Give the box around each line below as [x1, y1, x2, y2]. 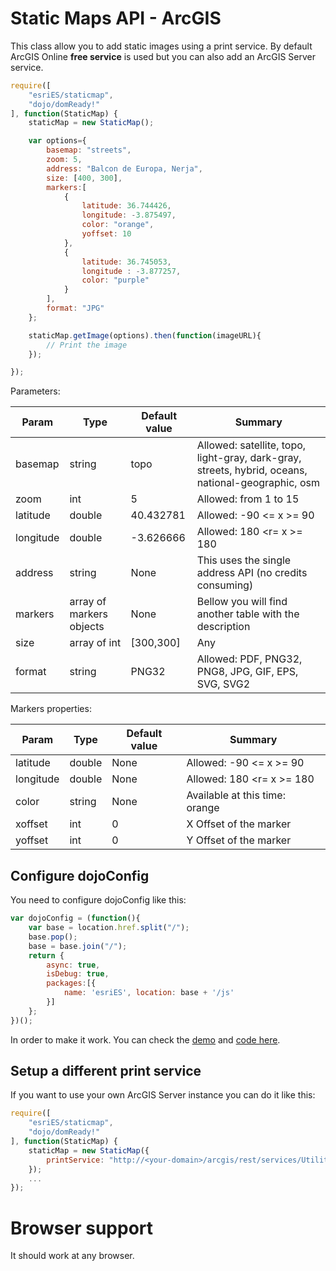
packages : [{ [46, 978, 97, 989]
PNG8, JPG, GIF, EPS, [196, 665, 299, 679]
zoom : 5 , [46, 155, 83, 165]
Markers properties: [10, 703, 92, 715]
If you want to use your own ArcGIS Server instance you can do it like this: [10, 1089, 316, 1101]
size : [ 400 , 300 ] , [46, 173, 123, 183]
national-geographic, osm [196, 476, 320, 490]
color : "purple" [81, 275, 150, 286]
